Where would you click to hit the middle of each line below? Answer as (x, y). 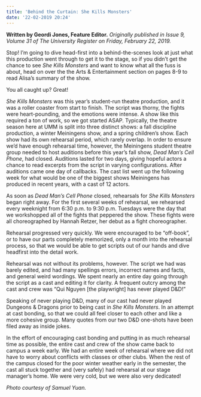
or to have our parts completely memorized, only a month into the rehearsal (99, 239)
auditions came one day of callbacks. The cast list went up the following (95, 171)
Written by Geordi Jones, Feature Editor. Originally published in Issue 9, (96, 34)
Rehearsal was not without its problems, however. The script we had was (96, 263)
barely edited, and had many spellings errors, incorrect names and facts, (96, 270)
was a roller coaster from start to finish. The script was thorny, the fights (95, 107)
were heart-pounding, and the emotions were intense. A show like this (93, 114)
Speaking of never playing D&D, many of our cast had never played (89, 300)
